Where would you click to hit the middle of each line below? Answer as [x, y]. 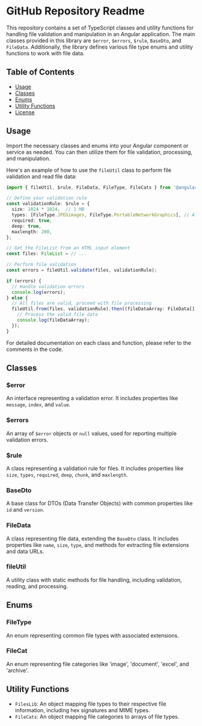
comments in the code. [35, 349]
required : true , [32, 221]
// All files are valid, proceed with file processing [82, 304]
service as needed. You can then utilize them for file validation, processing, [99, 152]
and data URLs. [25, 551]
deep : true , [27, 226]
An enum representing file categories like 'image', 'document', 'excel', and [98, 664]
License [25, 112]
